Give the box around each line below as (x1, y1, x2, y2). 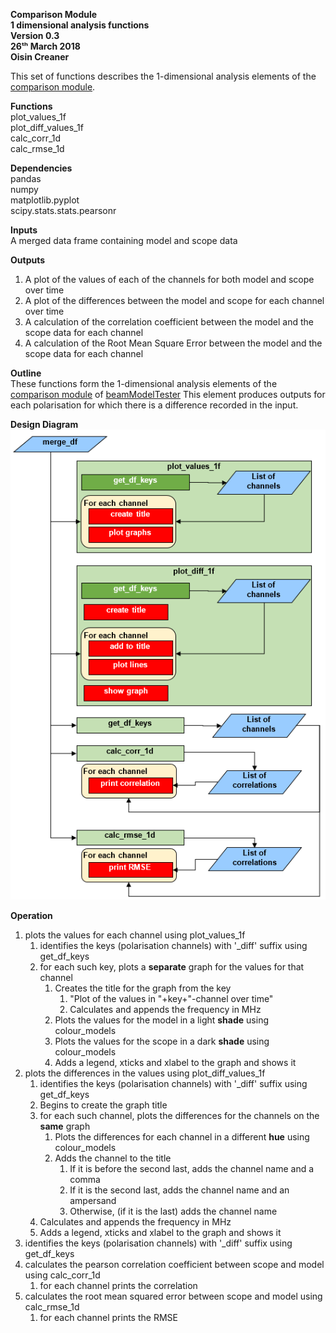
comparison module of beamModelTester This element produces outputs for (10, 389, 326, 400)
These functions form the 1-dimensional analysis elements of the (10, 378, 278, 389)
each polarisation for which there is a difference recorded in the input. (10, 399, 299, 411)
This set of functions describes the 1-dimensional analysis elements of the (10, 70, 317, 82)
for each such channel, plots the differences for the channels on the (39, 1109, 320, 1121)
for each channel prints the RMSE (39, 1311, 178, 1323)
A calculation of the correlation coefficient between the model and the (24, 316, 314, 328)
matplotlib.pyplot (10, 194, 80, 206)
